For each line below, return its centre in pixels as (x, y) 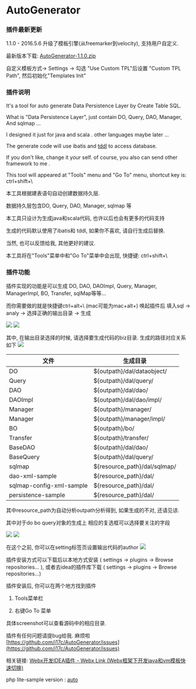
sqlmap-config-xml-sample (48, 486)
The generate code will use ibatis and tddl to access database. (82, 146)
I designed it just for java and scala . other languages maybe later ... (88, 134)
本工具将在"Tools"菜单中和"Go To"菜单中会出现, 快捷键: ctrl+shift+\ (87, 255)
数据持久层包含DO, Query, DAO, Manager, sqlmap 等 (69, 205)
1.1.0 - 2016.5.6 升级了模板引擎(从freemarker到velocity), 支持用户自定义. (92, 43)
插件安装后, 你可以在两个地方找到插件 (51, 586)
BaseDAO (22, 447)
